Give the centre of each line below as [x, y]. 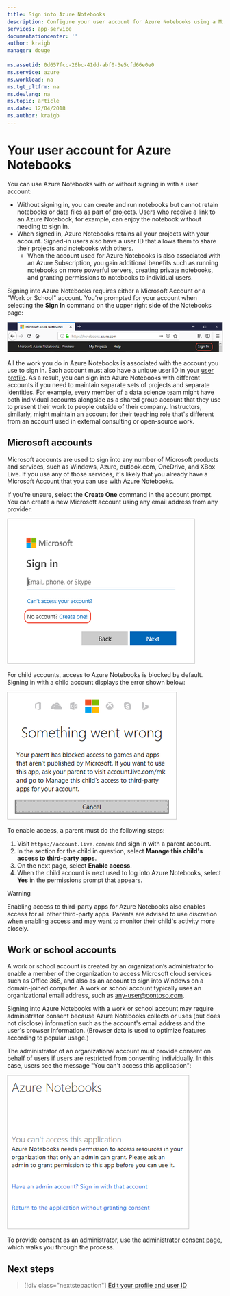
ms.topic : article [33, 101]
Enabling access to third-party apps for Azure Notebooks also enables [106, 906]
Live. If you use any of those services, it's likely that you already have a [107, 474]
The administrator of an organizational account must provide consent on [109, 1051]
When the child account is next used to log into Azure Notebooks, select [119, 872]
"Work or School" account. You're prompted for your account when [102, 297]
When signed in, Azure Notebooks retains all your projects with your [113, 234]
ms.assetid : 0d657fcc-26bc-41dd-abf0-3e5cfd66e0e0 [81, 65]
